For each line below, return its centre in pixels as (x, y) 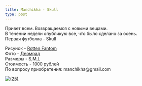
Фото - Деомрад (23, 53)
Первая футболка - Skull (31, 39)
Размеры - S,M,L (23, 58)
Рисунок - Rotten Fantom (31, 48)
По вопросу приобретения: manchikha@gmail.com (58, 69)
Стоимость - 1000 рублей (32, 64)
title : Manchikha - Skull (32, 10)
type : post (16, 14)
